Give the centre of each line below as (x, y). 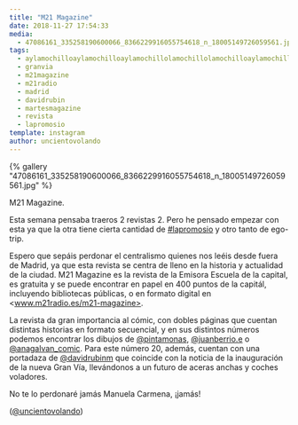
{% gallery (28, 166)
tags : (19, 51)
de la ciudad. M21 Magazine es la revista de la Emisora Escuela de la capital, (149, 274)
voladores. (28, 376)
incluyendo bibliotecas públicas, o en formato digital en (110, 293)
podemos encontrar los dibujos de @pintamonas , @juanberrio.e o (129, 339)
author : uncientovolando (55, 141)
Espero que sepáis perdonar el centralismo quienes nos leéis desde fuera (144, 256)
